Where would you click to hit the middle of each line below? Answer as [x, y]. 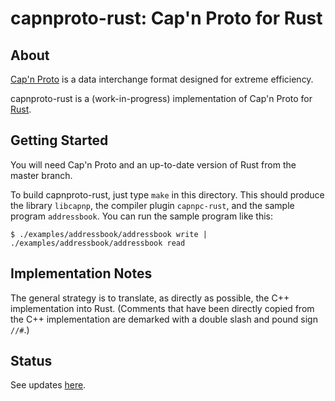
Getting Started [59, 140]
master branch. [41, 175]
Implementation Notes [81, 273]
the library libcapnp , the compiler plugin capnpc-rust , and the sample [152, 205]
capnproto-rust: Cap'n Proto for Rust [166, 18]
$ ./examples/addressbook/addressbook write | [109, 234]
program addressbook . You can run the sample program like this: [142, 216]
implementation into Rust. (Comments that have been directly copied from [162, 308]
